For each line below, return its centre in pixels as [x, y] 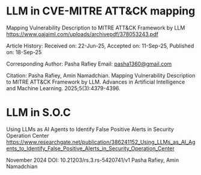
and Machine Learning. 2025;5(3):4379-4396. [64, 88]
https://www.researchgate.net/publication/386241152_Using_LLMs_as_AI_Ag [101, 142]
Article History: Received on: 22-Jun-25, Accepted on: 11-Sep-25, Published [100, 46]
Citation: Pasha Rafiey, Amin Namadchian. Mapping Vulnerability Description [101, 75]
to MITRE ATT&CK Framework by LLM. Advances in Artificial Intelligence [96, 82]
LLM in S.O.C [38, 113]
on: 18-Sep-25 [24, 52]
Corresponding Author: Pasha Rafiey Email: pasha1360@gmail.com [89, 64]
